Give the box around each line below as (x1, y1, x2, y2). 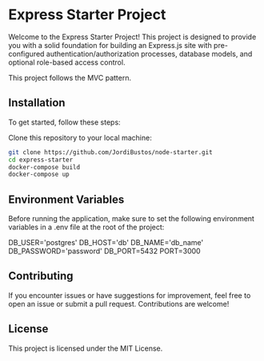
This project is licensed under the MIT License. (8, 343, 163, 353)
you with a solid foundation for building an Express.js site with (8, 40, 212, 50)
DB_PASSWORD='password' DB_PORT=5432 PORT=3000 (8, 246, 202, 256)
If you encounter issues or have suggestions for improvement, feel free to (8, 290, 251, 300)
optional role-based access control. (8, 58, 126, 67)
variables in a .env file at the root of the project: (8, 222, 165, 232)
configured (8, 49, 45, 58)
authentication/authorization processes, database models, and (46, 49, 253, 58)
